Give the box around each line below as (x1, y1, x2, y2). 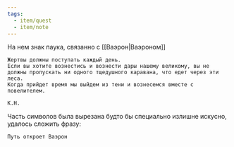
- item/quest (13, 17, 52, 24)
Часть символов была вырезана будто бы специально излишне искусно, (7, 112, 227, 121)
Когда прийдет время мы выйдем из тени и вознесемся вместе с (7, 81, 194, 88)
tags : (7, 10, 23, 18)
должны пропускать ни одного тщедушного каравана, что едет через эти (7, 69, 219, 76)
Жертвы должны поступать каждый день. (7, 57, 121, 64)
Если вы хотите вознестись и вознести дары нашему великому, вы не (7, 63, 210, 70)
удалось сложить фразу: (7, 119, 81, 128)
